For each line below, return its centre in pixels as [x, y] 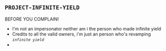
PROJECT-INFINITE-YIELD [42, 8]
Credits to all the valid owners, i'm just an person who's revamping [81, 34]
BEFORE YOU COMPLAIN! [32, 19]
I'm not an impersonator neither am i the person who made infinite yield [87, 28]
